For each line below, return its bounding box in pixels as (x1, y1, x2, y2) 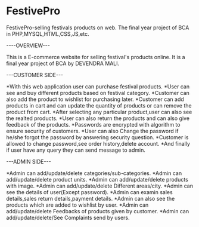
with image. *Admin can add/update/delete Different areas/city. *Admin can (6, 182, 194, 189)
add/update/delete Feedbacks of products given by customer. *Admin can (6, 207, 189, 214)
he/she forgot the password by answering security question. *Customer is (6, 133, 189, 141)
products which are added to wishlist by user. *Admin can (6, 201, 149, 208)
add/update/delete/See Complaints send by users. (6, 214, 130, 221)
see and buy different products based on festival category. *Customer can (6, 89, 189, 96)
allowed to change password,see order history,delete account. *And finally (6, 140, 191, 147)
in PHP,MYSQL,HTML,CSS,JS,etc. (6, 30, 89, 37)
